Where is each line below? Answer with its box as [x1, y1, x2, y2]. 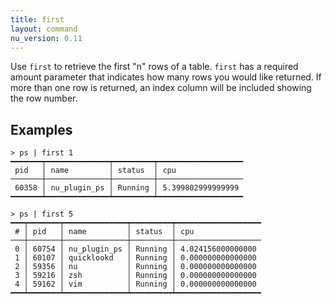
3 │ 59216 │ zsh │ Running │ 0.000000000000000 [14, 271, 257, 281]
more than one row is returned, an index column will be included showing [10, 82, 312, 94]
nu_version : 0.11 [10, 33, 83, 43]
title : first [10, 14, 65, 25]
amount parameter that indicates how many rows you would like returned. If [10, 71, 322, 83]
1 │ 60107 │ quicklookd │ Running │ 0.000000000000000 [14, 253, 257, 263]
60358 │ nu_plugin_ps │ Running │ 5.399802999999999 [14, 183, 240, 193]
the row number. [10, 92, 78, 105]
